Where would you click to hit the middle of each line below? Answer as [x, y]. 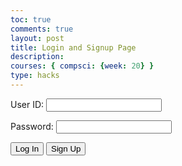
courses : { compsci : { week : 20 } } [82, 66]
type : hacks [35, 76]
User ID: [27, 104]
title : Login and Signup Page [73, 47]
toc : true [31, 19]
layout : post [37, 38]
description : [37, 57]
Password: [32, 126]
